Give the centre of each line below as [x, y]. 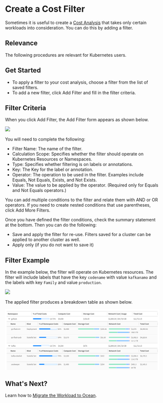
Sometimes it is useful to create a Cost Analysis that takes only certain [76, 23]
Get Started [23, 70]
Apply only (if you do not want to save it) [53, 245]
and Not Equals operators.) [39, 190]
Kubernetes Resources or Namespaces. [52, 159]
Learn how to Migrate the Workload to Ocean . [51, 396]
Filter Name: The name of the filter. [47, 149]
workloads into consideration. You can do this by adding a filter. [69, 27]
